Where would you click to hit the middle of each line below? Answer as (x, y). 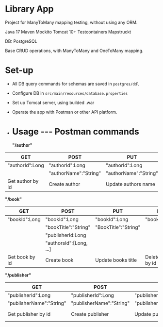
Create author (65, 184)
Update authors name (130, 184)
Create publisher (90, 314)
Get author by (23, 181)
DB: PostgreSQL (21, 41)
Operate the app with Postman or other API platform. (65, 112)
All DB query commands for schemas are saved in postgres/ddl (76, 84)
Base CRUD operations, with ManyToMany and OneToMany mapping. (74, 51)
